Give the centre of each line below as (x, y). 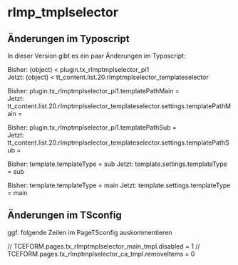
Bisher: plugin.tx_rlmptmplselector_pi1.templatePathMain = (93, 91)
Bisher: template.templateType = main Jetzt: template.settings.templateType (119, 185)
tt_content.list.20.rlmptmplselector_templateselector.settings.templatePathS (118, 142)
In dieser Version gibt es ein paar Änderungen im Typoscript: (97, 56)
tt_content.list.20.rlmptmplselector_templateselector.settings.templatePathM (119, 106)
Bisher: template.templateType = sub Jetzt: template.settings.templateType (117, 164)
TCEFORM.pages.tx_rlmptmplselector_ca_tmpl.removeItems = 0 (101, 254)
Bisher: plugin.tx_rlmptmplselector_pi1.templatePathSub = (92, 128)
